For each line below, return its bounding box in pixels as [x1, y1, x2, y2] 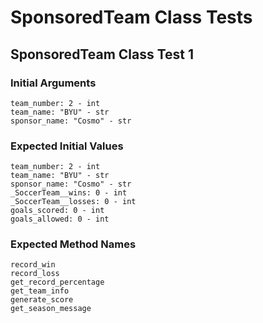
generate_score [10, 295, 74, 305]
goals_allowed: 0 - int [10, 214, 110, 225]
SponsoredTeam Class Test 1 [10, 46, 195, 63]
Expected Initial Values [10, 139, 124, 153]
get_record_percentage [10, 277, 105, 288]
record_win [10, 260, 56, 270]
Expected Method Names [10, 237, 137, 251]
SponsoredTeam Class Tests [10, 6, 253, 29]
